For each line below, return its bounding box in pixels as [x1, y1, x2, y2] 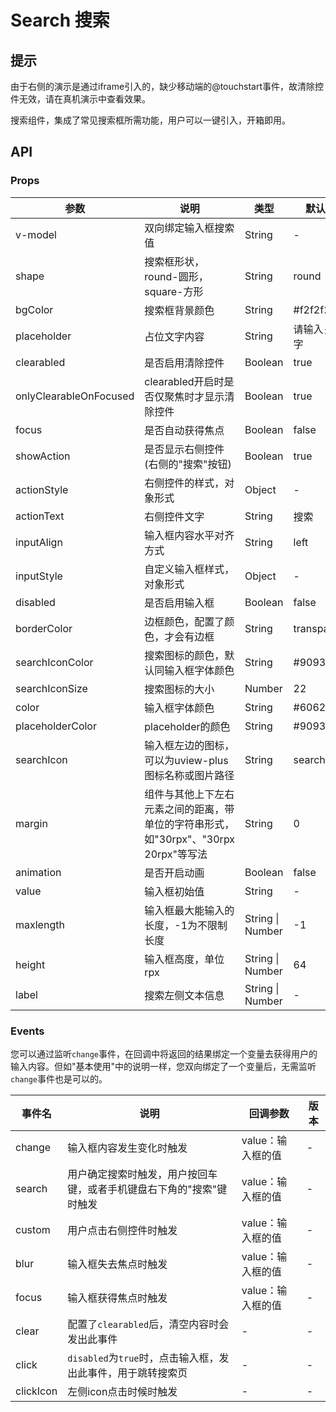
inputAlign [15, 535, 63, 549]
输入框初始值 [144, 884, 205, 898]
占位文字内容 [144, 329, 205, 343]
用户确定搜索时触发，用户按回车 [67, 1167, 218, 1181]
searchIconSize [15, 681, 88, 695]
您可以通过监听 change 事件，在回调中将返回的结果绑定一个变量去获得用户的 [10, 1047, 318, 1060]
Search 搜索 [10, 9, 110, 32]
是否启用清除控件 [144, 356, 225, 370]
